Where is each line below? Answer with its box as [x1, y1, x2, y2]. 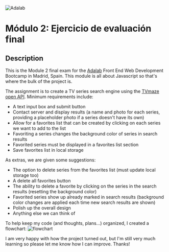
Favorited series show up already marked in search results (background [12, 194, 164, 200]
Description [5, 54, 43, 62]
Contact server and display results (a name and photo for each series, [12, 109, 160, 115]
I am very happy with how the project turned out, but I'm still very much [5, 236, 156, 241]
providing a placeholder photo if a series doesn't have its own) [12, 114, 144, 120]
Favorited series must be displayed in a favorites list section [12, 142, 139, 148]
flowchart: [5, 225, 27, 232]
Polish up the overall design [12, 205, 71, 211]
